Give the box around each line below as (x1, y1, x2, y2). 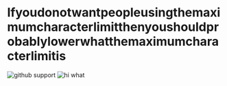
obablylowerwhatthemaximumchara (7, 34, 219, 49)
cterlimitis (7, 48, 67, 64)
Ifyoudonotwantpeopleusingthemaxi (7, 5, 221, 20)
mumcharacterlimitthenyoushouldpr (7, 19, 219, 35)
